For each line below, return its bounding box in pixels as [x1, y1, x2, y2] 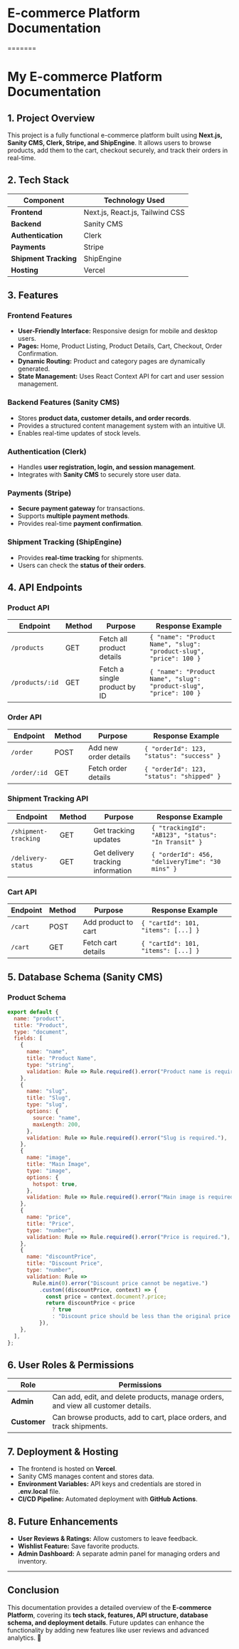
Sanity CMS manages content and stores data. [17, 1472, 154, 1481]
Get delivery [93, 848, 134, 858]
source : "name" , [33, 1114, 81, 1122]
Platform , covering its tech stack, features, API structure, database [7, 1611, 208, 1619]
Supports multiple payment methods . [17, 512, 130, 520]
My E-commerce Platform [7, 69, 163, 85]
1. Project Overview [7, 112, 95, 124]
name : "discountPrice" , [26, 1253, 97, 1260]
